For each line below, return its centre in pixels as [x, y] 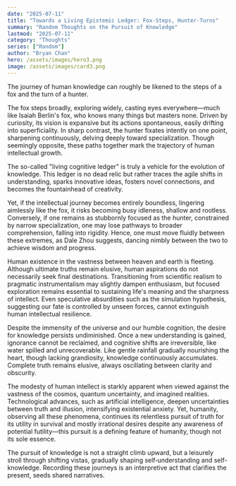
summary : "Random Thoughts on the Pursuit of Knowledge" [93, 27]
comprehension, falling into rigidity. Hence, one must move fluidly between [116, 232]
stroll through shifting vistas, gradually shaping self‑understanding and [110, 460]
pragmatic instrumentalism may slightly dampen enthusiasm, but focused [114, 284]
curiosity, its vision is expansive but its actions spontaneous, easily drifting [116, 123]
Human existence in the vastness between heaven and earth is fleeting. [111, 261]
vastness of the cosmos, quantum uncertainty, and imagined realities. [108, 393]
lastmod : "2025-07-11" [41, 34]
